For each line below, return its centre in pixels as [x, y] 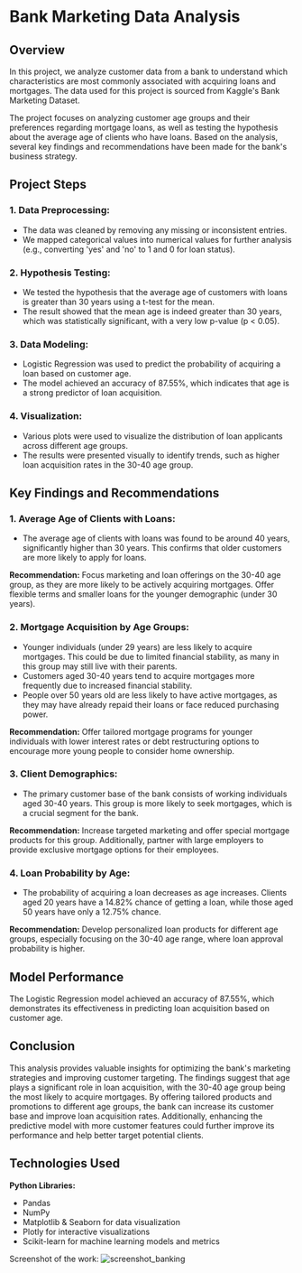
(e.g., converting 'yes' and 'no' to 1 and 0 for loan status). [129, 249]
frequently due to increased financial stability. [107, 685]
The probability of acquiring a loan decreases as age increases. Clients [154, 893]
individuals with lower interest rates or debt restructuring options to [134, 741]
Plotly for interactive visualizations [86, 1231]
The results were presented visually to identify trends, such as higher [151, 455]
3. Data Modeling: [49, 344]
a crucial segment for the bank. [80, 813]
